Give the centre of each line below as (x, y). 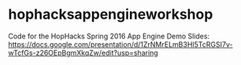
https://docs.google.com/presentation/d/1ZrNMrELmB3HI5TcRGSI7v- (120, 44)
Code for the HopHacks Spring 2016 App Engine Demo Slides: (109, 36)
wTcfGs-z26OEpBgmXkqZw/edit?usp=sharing (83, 52)
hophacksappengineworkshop (111, 14)
